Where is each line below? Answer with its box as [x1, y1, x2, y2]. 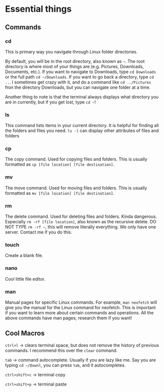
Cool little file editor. [5, 276, 46, 282]
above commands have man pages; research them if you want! [5, 315, 132, 321]
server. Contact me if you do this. [5, 229, 72, 235]
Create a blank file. [5, 253, 43, 259]
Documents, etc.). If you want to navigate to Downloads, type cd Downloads [5, 69, 156, 75]
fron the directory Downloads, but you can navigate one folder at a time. [5, 84, 151, 90]
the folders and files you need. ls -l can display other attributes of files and [5, 128, 159, 133]
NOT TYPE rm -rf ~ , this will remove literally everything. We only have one [5, 224, 156, 230]
